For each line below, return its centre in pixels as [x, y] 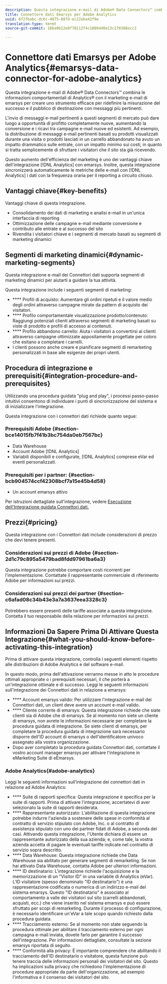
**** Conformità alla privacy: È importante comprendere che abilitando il [86, 951]
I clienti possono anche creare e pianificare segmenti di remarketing [82, 347]
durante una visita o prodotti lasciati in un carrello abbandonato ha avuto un [83, 139]
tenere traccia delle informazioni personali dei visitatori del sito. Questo [85, 961]
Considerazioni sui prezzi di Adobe [48, 553]
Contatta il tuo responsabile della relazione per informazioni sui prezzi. [77, 616]
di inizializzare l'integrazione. [35, 406]
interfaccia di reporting [36, 218]
